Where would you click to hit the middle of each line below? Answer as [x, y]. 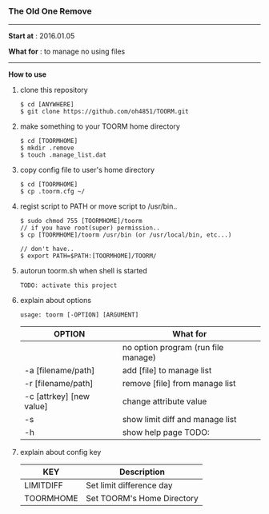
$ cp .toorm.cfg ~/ [52, 192]
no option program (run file [173, 348]
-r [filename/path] [58, 384]
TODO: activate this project [68, 285]
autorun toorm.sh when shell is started [84, 271]
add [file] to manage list [167, 371]
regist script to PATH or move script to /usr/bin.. [98, 206]
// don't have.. [47, 249]
